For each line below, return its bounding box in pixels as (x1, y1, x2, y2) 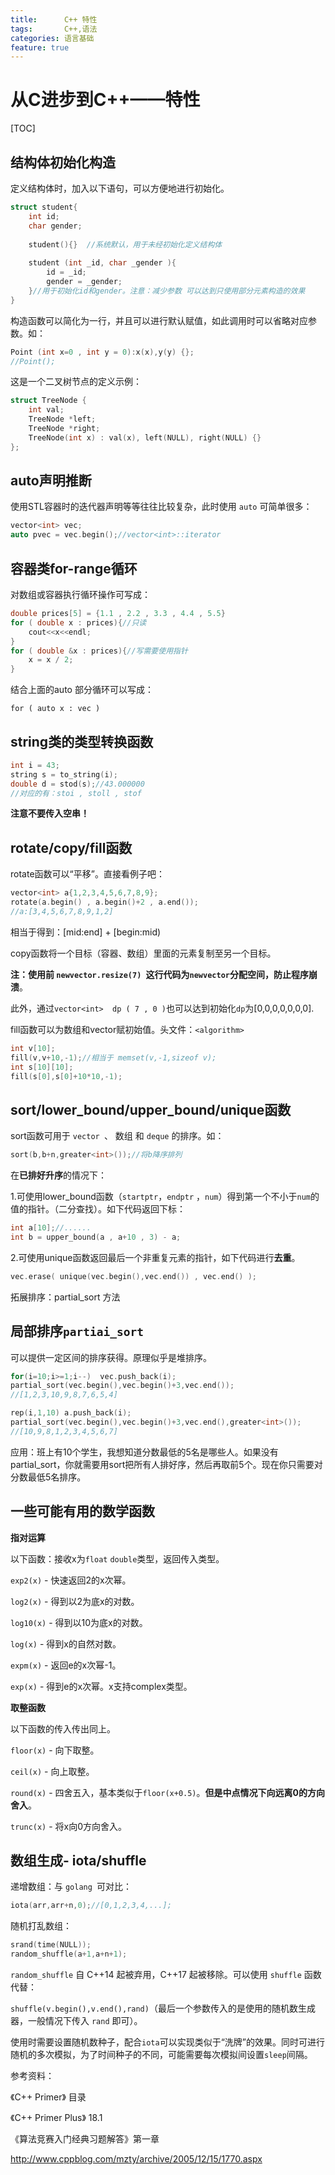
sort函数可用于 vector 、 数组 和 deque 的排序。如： (10, 1130, 225, 1142)
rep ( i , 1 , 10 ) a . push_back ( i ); (10, 1408, 132, 1418)
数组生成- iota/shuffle (10, 1852, 147, 1869)
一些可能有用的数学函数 (10, 1503, 155, 1520)
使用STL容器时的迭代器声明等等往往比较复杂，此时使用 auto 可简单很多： (10, 501, 313, 513)
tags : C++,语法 (10, 24, 98, 34)
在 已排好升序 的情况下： (10, 1169, 107, 1181)
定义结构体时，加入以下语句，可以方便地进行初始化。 (10, 182, 230, 194)
